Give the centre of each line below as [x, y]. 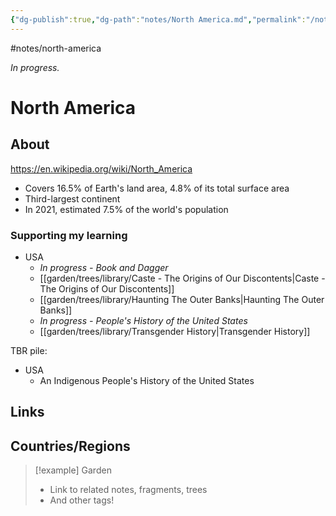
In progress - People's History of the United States [143, 320]
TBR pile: [29, 350]
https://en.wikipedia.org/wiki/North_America [101, 168]
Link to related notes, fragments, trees [128, 490]
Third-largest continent [72, 198]
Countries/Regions [70, 446]
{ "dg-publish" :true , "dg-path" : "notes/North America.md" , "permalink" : [158, 19]
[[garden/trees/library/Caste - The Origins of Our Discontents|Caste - [182, 278]
